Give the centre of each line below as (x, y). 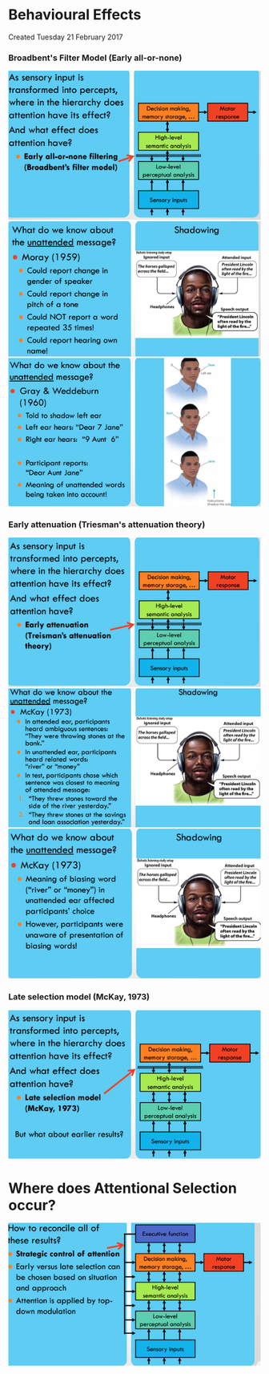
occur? (32, 1205)
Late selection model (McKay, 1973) (79, 997)
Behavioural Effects (75, 15)
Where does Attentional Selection (123, 1188)
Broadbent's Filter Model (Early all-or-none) (95, 58)
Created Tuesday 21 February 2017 (66, 37)
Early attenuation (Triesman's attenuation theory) (107, 525)
